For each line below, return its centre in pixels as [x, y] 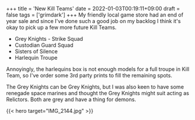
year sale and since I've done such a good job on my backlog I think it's [93, 21]
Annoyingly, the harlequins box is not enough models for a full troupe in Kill [98, 69]
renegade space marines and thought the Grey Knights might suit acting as [98, 93]
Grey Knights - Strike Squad [49, 39]
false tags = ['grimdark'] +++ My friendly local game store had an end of [95, 15]
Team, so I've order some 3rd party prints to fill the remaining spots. [89, 75]
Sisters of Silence [36, 51]
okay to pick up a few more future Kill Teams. [61, 27]
